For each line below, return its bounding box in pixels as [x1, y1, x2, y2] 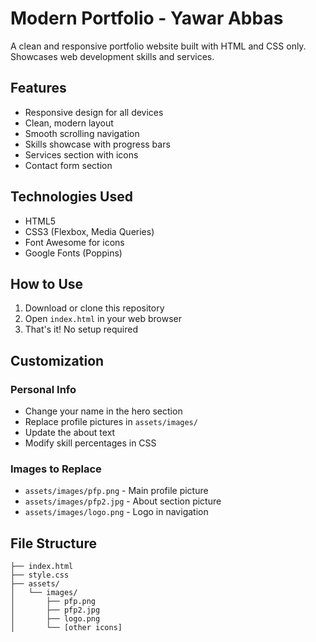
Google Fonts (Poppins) [24, 247, 123, 259]
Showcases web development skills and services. [10, 50, 215, 62]
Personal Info [10, 382, 77, 396]
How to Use [10, 275, 84, 292]
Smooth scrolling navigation [24, 127, 140, 139]
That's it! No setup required [24, 323, 139, 336]
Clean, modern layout [24, 117, 114, 129]
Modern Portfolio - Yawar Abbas [10, 7, 284, 30]
